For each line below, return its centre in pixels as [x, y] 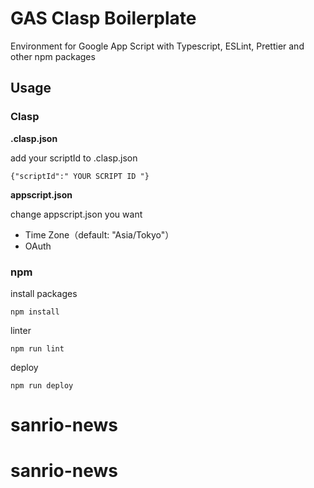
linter [21, 330]
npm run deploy [42, 385]
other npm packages [53, 56]
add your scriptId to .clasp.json [74, 158]
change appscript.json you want [76, 214]
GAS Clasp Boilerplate [103, 18]
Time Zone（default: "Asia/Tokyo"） [99, 234]
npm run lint [37, 348]
